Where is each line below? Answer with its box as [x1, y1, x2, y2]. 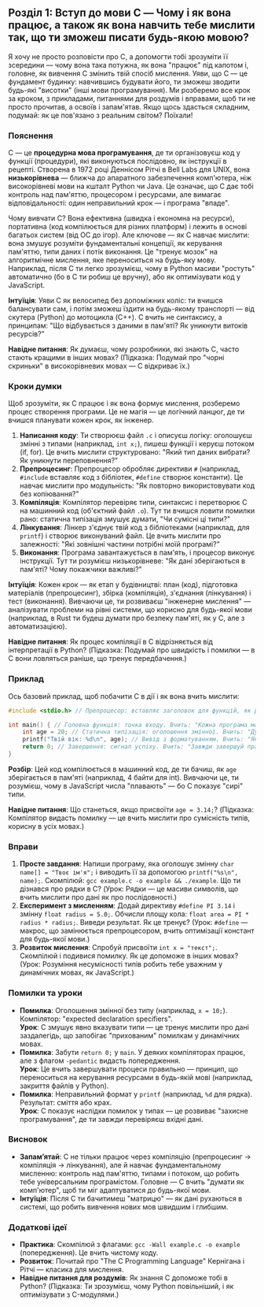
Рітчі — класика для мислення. [19, 1264, 124, 1275]
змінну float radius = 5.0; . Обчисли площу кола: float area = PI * [19, 909, 249, 919]
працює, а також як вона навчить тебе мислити [8, 19, 255, 32]
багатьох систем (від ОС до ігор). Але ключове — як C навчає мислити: [8, 230, 250, 239]
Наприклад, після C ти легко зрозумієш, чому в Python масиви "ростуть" [8, 264, 255, 273]
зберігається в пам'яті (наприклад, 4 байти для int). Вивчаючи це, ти [8, 772, 240, 782]
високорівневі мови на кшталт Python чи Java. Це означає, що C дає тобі [8, 181, 254, 191]
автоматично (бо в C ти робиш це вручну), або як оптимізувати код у [8, 272, 241, 282]
